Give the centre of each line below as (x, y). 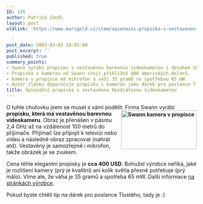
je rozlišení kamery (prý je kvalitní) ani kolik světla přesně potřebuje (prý (96, 170)
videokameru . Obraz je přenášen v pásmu (59, 120)
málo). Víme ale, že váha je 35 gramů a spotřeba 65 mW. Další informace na (100, 177)
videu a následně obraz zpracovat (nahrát (58, 139)
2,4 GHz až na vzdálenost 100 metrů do (56, 126)
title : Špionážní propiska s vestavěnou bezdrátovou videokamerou (92, 90)
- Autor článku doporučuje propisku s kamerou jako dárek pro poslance (98, 84)
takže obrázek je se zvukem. (42, 152)
